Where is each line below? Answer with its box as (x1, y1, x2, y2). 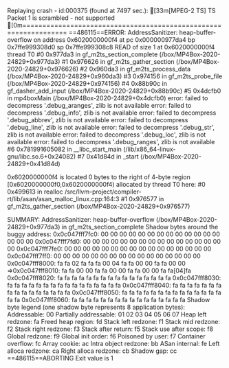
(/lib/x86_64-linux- (123, 145, 176, 153)
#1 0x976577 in (120, 195, 164, 203)
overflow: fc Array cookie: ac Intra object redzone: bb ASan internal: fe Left (7, 340, 220, 347)
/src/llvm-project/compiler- (64, 187, 142, 196)
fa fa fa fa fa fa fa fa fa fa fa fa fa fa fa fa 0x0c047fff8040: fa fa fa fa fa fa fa (7, 281, 222, 289)
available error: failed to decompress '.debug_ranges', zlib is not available (7, 138, 215, 146)
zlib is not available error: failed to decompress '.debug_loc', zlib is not (7, 130, 206, 139)
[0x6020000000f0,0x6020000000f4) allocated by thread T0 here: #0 (7, 181, 206, 188)
